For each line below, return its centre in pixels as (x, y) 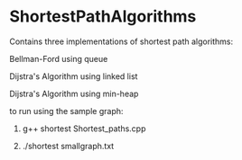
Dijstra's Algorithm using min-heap (74, 93)
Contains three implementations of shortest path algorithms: (121, 41)
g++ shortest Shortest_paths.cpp (84, 129)
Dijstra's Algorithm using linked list (74, 76)
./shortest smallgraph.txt (68, 146)
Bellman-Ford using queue (59, 58)
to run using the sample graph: (66, 111)
